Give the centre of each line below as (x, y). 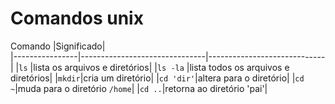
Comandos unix (77, 18)
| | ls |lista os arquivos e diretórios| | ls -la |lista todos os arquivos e (150, 67)
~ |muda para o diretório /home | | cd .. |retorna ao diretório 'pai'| (139, 88)
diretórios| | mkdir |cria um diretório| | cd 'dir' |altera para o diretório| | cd (157, 78)
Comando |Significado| (58, 46)
